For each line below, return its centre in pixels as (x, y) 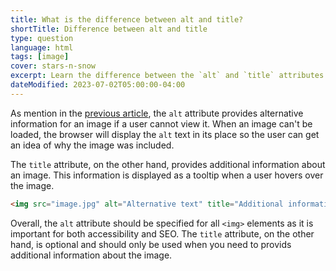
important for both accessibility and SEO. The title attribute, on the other (162, 233)
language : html (42, 47)
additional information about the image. (91, 255)
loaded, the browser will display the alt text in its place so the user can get (165, 134)
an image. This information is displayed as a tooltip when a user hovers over (167, 175)
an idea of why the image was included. (92, 145)
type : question (42, 38)
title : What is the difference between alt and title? (127, 19)
